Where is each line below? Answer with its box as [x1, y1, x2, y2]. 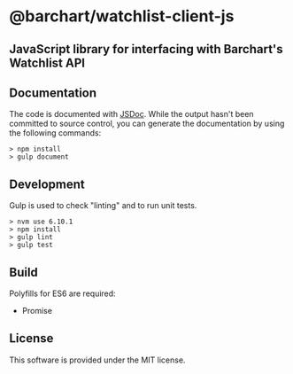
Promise [21, 306, 53, 316]
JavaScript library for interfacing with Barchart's [9, 42, 283, 57]
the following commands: [9, 128, 102, 138]
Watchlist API [9, 55, 86, 70]
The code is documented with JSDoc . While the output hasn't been [9, 109, 254, 120]
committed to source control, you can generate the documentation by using [9, 118, 285, 129]
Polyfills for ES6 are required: [9, 288, 117, 299]
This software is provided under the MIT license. [9, 355, 186, 365]
